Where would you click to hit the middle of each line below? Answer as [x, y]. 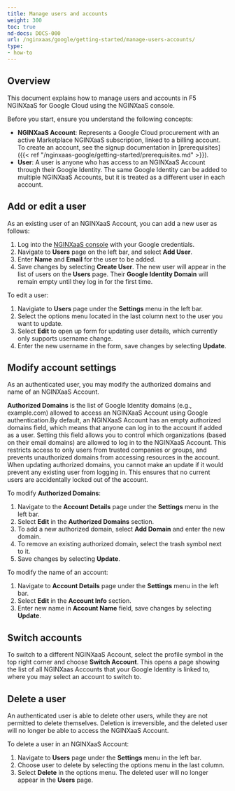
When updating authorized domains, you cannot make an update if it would [115, 465]
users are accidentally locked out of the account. [78, 480]
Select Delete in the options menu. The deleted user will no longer [113, 772]
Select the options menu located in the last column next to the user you [120, 316]
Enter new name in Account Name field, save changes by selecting [114, 608]
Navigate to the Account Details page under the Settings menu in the [118, 507]
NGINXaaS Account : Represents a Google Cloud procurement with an [118, 132]
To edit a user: [28, 295]
